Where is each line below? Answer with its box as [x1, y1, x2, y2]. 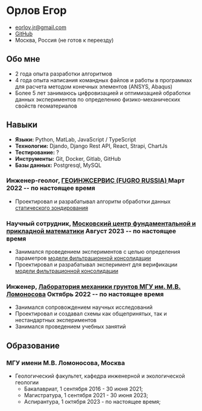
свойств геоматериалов [14, 102, 77, 109]
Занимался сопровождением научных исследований [14, 303, 153, 311]
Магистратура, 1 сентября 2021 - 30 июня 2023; [24, 392, 149, 399]
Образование [6, 340, 60, 351]
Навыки [6, 120, 38, 130]
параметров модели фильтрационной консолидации [14, 254, 151, 262]
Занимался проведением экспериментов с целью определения [14, 248, 180, 256]
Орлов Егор [6, 4, 67, 18]
